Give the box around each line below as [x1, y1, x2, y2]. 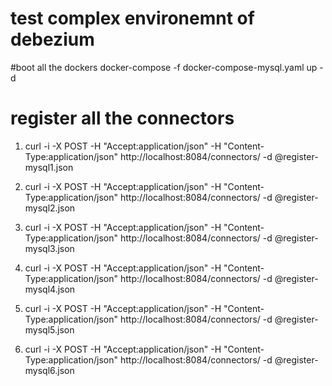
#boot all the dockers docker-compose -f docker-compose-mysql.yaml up [10, 61, 318, 73]
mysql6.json [24, 364, 75, 376]
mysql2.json [24, 202, 76, 214]
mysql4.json [24, 283, 76, 295]
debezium [10, 28, 95, 51]
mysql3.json [24, 242, 75, 254]
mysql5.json [24, 323, 75, 336]
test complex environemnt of [10, 7, 255, 30]
